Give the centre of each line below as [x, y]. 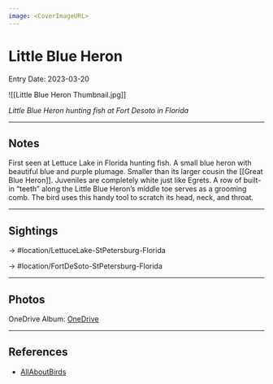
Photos [27, 299]
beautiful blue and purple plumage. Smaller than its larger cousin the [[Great [136, 172]
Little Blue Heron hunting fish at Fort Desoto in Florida [99, 110]
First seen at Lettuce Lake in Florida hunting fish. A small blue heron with [130, 163]
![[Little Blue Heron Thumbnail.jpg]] [67, 94]
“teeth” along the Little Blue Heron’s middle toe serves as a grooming [131, 189]
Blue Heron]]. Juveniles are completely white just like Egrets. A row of [125, 181]
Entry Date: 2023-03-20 [49, 79]
